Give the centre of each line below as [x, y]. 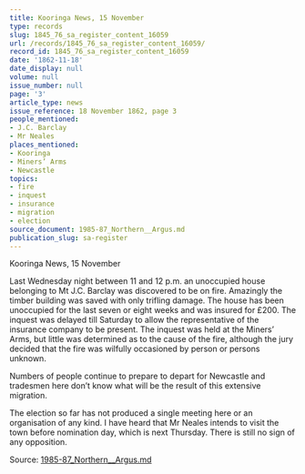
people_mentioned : [44, 119]
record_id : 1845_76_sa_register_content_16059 [99, 52]
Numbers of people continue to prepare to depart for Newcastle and [137, 376]
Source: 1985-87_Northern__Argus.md [81, 459]
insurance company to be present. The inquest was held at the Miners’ [142, 329]
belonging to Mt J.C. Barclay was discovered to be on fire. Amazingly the [146, 291]
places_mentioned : [44, 145]
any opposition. [39, 442]
